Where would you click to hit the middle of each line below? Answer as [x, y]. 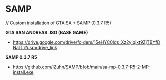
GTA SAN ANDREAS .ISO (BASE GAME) [47, 32]
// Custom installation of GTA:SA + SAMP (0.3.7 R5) [58, 23]
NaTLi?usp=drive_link [35, 47]
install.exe [23, 72]
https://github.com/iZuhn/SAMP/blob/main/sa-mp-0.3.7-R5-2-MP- [81, 67]
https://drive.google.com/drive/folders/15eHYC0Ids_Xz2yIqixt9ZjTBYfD [87, 42]
